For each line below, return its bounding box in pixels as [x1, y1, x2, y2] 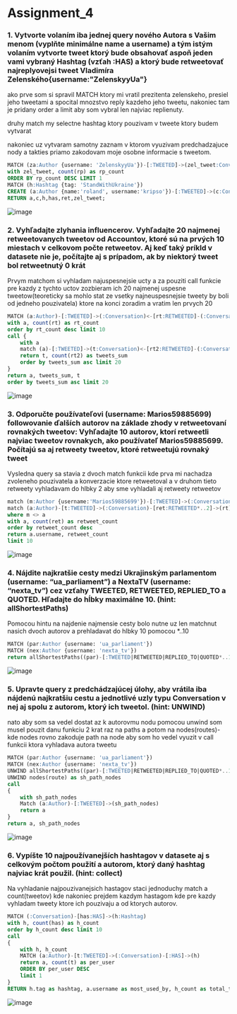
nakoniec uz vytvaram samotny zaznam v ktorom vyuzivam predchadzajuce [7, 140, 229, 149]
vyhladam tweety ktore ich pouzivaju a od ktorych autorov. [7, 899, 178, 908]
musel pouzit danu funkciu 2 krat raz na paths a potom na [7, 725, 175, 734]
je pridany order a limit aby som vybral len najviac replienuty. [7, 105, 184, 114]
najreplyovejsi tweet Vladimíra [7, 66, 114, 76]
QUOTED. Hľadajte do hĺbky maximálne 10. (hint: [7, 594, 176, 604]
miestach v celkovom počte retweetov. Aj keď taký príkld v [7, 243, 213, 253]
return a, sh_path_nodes [7, 820, 80, 827]
